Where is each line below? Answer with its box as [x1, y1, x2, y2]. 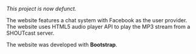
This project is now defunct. [6, 5, 77, 12]
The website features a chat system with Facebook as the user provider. [6, 17, 187, 23]
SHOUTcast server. [6, 29, 55, 37]
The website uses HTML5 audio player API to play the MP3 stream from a [6, 23, 191, 30]
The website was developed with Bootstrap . [6, 41, 117, 48]
